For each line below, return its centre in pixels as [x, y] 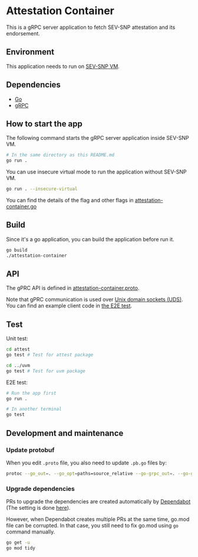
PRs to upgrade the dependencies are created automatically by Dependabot [98, 502]
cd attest [18, 349]
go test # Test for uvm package [46, 371]
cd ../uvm [18, 365]
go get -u [18, 543]
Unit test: [17, 339]
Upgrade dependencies [40, 489]
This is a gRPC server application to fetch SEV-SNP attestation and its [91, 27]
